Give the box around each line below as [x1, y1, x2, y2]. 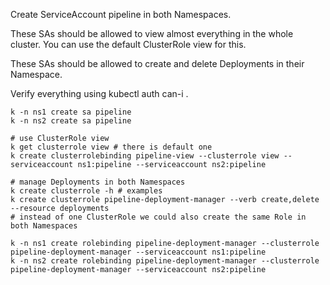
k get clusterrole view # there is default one [10, 142, 213, 152]
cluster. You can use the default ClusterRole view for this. [10, 39, 247, 50]
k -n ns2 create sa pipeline [10, 116, 132, 126]
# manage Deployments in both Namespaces [10, 177, 186, 187]
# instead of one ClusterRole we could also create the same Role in [10, 212, 307, 222]
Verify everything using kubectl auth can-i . [10, 88, 189, 99]
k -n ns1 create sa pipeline [10, 107, 132, 117]
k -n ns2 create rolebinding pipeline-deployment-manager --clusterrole [10, 256, 320, 266]
